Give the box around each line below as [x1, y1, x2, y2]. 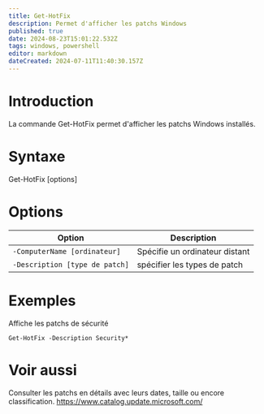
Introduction [8, 93, 94, 110]
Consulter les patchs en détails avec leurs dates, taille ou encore [8, 387, 225, 398]
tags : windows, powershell [8, 42, 100, 50]
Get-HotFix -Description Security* [8, 334, 129, 342]
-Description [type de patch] [12, 260, 130, 269]
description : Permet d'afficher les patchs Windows [8, 19, 187, 28]
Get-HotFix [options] [8, 174, 78, 183]
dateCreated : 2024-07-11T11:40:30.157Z [8, 58, 144, 66]
